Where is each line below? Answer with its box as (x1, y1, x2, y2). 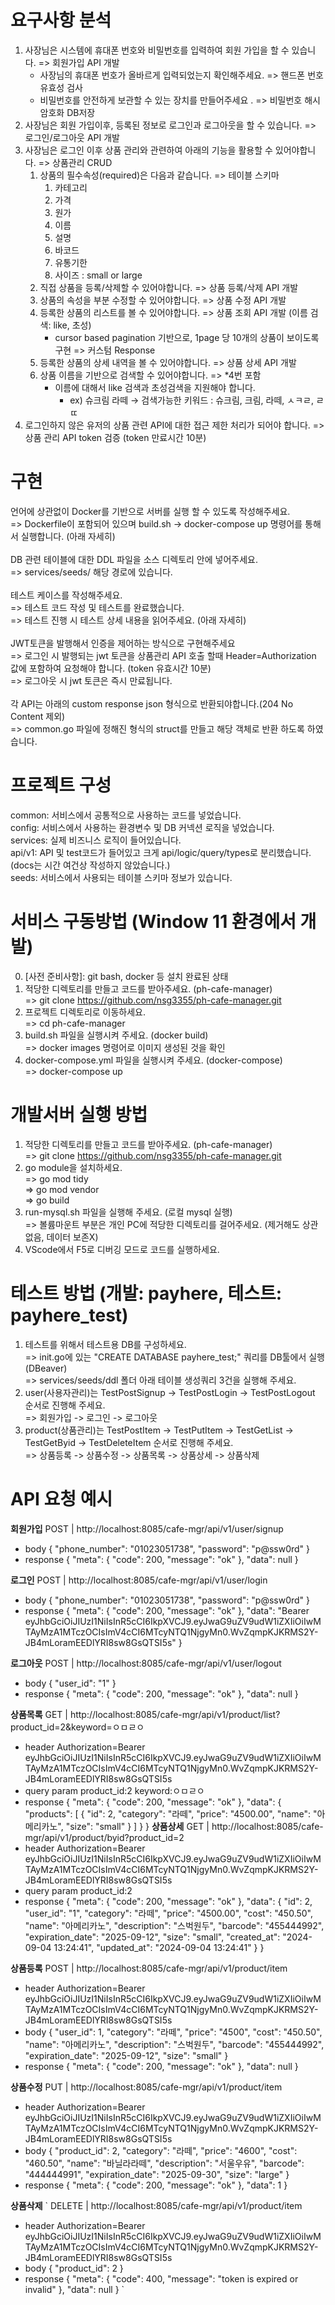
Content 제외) (10, 710, 66, 722)
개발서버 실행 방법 (10, 1103, 148, 1126)
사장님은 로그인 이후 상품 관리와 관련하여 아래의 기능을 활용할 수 (24, 144, 273, 156)
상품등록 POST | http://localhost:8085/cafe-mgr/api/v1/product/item (10, 1962, 288, 1974)
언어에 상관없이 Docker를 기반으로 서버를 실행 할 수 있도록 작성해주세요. (10, 505, 291, 517)
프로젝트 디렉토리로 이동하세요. (24, 1006, 147, 1018)
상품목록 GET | (10, 1708, 68, 1720)
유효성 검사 (39, 81, 83, 93)
